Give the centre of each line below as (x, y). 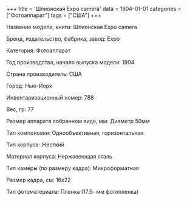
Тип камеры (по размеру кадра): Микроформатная (73, 168)
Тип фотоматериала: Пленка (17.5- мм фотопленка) (73, 192)
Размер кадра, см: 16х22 (39, 180)
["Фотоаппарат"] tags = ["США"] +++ (54, 15)
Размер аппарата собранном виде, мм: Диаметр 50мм (78, 121)
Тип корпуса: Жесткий (36, 145)
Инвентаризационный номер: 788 (50, 97)
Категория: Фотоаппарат (39, 50)
